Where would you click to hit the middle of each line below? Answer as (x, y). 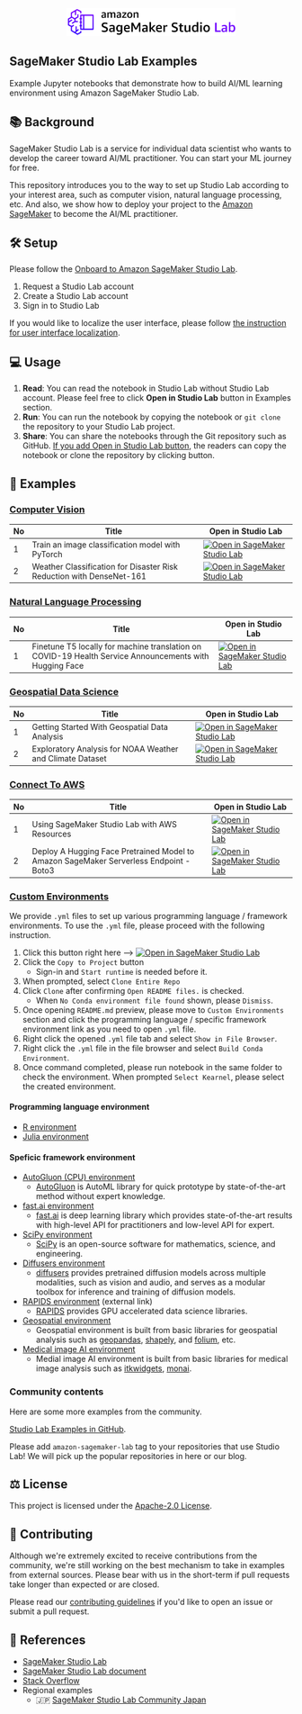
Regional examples (57, 1691)
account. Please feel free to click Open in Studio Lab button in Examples (157, 398)
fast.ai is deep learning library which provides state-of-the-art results (164, 1215)
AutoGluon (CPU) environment (79, 1177)
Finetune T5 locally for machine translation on (117, 646)
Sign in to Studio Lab (61, 306)
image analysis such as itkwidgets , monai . (114, 1368)
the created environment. (69, 1086)
